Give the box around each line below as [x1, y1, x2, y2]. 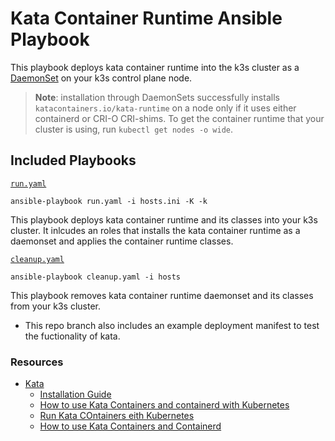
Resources [10, 355, 64, 369]
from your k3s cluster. [10, 300, 102, 312]
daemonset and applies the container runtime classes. [10, 235, 234, 247]
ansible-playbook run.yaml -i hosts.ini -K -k [10, 196, 208, 206]
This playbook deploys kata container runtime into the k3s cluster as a [10, 61, 300, 73]
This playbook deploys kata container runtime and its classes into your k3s [10, 213, 318, 226]
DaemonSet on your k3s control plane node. [10, 72, 193, 84]
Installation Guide [39, 388, 112, 401]
